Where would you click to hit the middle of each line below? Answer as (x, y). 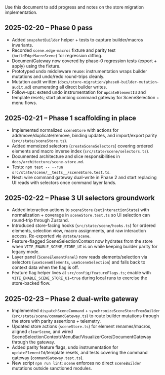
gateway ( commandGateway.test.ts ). (48, 358)
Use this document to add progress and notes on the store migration (74, 7)
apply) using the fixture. (36, 66)
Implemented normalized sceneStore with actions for (65, 130)
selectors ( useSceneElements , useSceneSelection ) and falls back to (79, 262)
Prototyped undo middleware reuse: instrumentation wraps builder (80, 71)
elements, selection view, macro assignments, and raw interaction (79, 231)
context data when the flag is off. (45, 267)
